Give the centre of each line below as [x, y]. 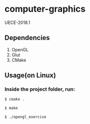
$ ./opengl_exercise [26, 117]
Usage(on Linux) [30, 75]
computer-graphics [45, 9]
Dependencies [27, 38]
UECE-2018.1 [17, 22]
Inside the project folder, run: [40, 89]
